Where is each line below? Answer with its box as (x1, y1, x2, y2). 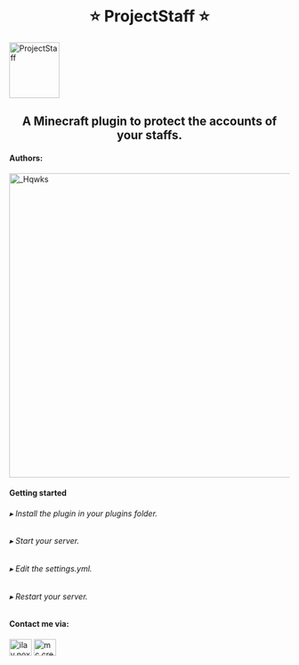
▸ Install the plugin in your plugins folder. (9, 508, 158, 519)
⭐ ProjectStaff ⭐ (89, 6, 210, 27)
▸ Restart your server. (9, 591, 88, 602)
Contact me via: (9, 619, 69, 629)
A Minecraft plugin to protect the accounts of (21, 114, 278, 129)
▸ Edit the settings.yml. (9, 562, 93, 574)
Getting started (9, 488, 67, 498)
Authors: (9, 152, 43, 163)
